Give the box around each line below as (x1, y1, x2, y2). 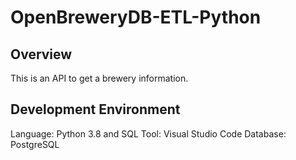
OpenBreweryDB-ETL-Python (10, 6, 262, 29)
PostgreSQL (10, 138, 60, 150)
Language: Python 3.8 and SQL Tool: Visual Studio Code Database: (10, 127, 287, 140)
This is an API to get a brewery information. (10, 72, 189, 84)
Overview (10, 46, 73, 63)
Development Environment (10, 101, 181, 118)
